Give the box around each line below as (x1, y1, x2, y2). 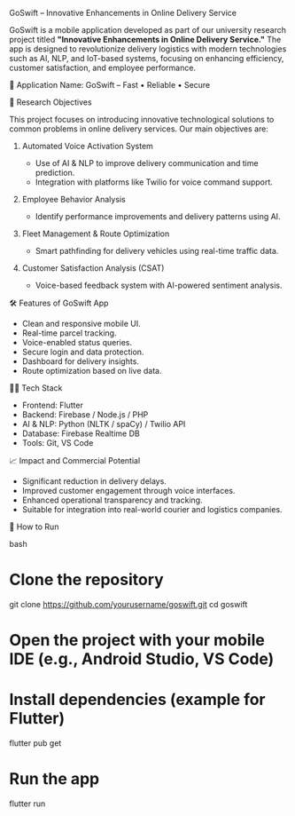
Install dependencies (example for (9, 690, 266, 709)
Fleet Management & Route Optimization (21, 228, 170, 239)
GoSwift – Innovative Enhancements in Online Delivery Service (9, 8, 237, 18)
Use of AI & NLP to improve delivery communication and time (35, 158, 259, 168)
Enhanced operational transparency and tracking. (21, 495, 203, 505)
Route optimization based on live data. (21, 366, 162, 376)
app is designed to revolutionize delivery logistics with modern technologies (9, 44, 287, 54)
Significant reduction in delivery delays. (21, 476, 167, 487)
